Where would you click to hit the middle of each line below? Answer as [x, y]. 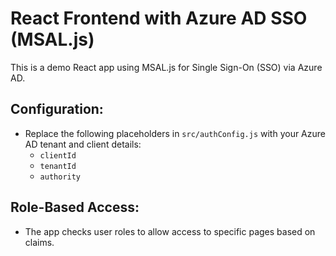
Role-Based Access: [75, 207]
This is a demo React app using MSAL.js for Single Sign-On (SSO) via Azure [166, 67]
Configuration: [57, 109]
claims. [39, 242]
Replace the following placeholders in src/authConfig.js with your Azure [175, 133]
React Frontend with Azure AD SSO [159, 18]
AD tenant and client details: [83, 144]
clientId [58, 155]
